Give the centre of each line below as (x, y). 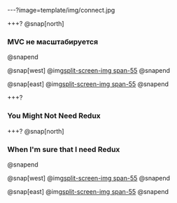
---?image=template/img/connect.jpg (61, 10)
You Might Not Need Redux (54, 116)
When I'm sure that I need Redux (64, 149)
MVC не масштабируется (53, 41)
